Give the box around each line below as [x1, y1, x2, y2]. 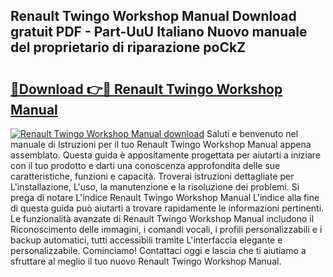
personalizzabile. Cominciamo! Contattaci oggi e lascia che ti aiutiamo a [10, 245, 307, 256]
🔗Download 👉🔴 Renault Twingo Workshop [10, 80, 283, 98]
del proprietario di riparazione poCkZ [10, 39, 247, 56]
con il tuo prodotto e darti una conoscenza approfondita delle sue [10, 160, 281, 171]
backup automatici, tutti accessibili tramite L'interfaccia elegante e [10, 234, 283, 246]
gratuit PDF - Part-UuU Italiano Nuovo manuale [10, 24, 308, 41]
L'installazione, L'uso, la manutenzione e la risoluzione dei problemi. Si [10, 181, 300, 193]
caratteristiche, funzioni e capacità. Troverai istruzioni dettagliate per [10, 170, 295, 182]
